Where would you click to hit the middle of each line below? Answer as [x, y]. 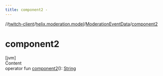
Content [13, 63]
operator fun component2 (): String [41, 68]
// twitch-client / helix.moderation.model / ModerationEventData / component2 [81, 24]
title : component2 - [27, 10]
